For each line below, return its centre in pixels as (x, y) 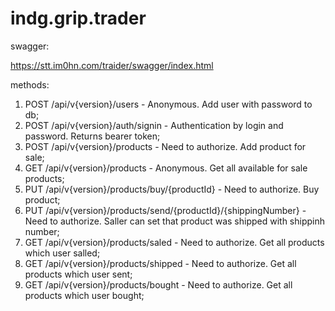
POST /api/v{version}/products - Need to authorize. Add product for (165, 146)
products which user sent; (78, 274)
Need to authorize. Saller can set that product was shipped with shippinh (174, 221)
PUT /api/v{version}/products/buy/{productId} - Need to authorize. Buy (172, 189)
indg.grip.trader (78, 18)
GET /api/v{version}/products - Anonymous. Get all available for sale (166, 168)
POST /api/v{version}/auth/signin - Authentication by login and (154, 125)
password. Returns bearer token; (92, 136)
